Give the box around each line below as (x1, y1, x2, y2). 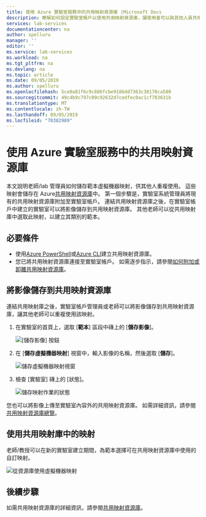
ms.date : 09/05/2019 (6, 77, 59, 83)
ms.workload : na (6, 55, 48, 61)
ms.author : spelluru (6, 83, 59, 90)
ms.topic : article (6, 72, 53, 78)
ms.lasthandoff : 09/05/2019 (6, 112, 78, 118)
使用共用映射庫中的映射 (6, 429, 95, 439)
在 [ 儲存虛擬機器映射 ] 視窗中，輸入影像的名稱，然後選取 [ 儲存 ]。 (15, 349, 179, 356)
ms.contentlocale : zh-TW (6, 105, 70, 112)
